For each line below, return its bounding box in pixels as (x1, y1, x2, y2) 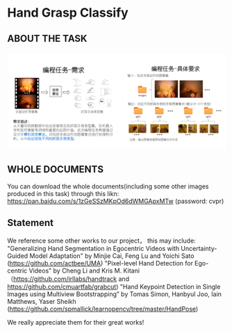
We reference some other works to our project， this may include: (7, 236, 196, 245)
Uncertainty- (180, 244, 217, 252)
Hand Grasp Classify (7, 5, 129, 21)
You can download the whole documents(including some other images (7, 182, 209, 190)
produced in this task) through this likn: (7, 189, 119, 197)
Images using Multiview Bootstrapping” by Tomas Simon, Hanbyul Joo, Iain (7, 290, 222, 298)
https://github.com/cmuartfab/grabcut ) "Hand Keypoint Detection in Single (7, 282, 221, 291)
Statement (7, 217, 54, 229)
